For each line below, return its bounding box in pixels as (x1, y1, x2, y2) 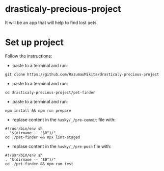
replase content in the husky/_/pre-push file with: (12, 143, 111, 149)
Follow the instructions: (5, 53, 53, 59)
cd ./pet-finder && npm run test (5, 161, 74, 166)
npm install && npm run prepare (5, 108, 71, 113)
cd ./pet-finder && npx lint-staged (5, 135, 80, 140)
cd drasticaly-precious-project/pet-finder (5, 90, 96, 95)
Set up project (5, 37, 64, 48)
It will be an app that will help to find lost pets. (5, 20, 98, 25)
